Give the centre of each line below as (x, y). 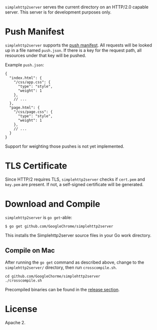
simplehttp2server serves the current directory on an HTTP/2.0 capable (77, 7)
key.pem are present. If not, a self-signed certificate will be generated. (74, 184)
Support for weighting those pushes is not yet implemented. (65, 146)
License (21, 309)
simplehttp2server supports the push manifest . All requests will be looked (78, 45)
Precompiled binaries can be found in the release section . (62, 289)
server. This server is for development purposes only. (58, 12)
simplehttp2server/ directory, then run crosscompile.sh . (61, 267)
